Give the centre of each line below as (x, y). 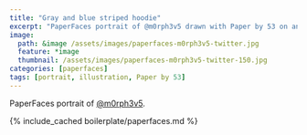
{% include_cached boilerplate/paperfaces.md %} (104, 120)
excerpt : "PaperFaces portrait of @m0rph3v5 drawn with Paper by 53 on (148, 26)
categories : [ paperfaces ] (58, 69)
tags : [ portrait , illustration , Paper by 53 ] (97, 78)
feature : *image (48, 52)
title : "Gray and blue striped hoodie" (85, 18)
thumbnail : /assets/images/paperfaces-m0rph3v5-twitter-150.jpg (143, 60)
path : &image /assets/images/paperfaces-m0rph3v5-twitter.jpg (138, 43)
